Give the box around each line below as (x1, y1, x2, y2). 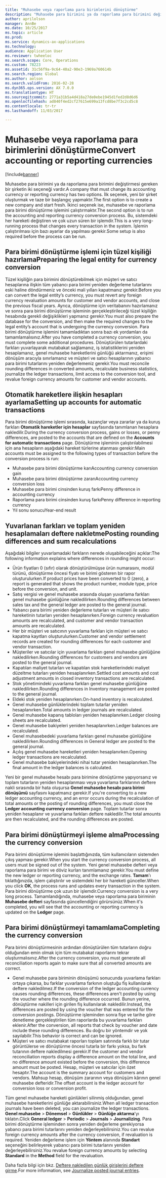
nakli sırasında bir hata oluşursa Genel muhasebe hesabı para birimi (5, 785, 145, 791)
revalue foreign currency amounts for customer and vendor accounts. (5, 376, 147, 382)
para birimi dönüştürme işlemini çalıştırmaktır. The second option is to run (5, 207, 154, 213)
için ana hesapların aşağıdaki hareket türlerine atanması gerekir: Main (5, 445, 145, 451)
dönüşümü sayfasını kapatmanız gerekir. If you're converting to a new (5, 790, 147, 796)
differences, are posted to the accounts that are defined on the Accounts (5, 435, 155, 440)
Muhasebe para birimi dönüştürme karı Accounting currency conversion (12, 465, 158, 471)
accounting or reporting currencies (5, 155, 153, 166)
